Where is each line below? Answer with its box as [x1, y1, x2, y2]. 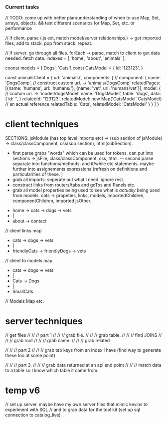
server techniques [5, 316, 83, 327]
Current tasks [5, 3, 39, 10]
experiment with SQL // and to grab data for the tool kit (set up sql [5, 407, 141, 413]
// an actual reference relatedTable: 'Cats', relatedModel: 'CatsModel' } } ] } [5, 101, 160, 107]
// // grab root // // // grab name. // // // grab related [5, 338, 110, 344]
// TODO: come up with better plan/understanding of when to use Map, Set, [5, 15, 161, 21]
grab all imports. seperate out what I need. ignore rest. [12, 177, 125, 183]
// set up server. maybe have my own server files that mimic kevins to [5, 402, 148, 408]
